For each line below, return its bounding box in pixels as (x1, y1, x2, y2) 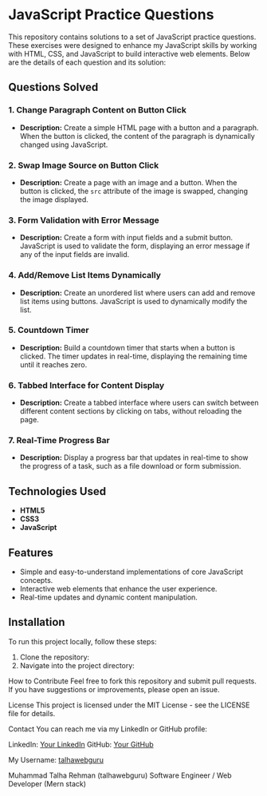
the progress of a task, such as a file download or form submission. (19, 461, 241, 471)
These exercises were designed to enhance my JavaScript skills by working (8, 40, 257, 50)
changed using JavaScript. (19, 140, 108, 149)
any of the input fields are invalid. (19, 250, 130, 259)
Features (8, 545, 53, 560)
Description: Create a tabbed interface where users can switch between (19, 398, 259, 408)
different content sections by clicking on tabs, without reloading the (19, 406, 242, 416)
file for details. (8, 708, 56, 718)
